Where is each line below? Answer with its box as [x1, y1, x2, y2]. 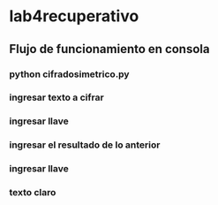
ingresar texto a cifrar [9, 91, 104, 103]
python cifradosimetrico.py [9, 68, 130, 80]
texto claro [9, 186, 56, 199]
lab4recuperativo [9, 6, 139, 27]
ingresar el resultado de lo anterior [9, 139, 161, 151]
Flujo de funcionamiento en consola [9, 42, 210, 57]
